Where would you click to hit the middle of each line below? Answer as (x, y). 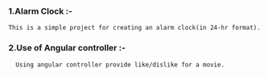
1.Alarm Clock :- (40, 11)
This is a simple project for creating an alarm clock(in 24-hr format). (135, 28)
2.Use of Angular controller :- (67, 48)
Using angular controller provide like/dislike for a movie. (120, 65)
